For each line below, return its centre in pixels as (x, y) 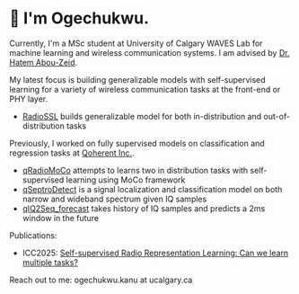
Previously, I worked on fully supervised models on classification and (137, 143)
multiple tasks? (50, 262)
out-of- (277, 116)
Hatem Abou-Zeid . (44, 62)
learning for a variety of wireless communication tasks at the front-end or (145, 89)
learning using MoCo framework (126, 180)
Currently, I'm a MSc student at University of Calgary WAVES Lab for (136, 43)
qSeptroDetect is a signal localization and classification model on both (152, 189)
